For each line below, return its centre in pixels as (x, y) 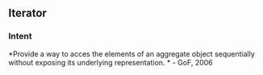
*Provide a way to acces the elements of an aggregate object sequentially (132, 54)
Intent (20, 36)
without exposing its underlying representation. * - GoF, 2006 (111, 62)
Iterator (27, 13)
